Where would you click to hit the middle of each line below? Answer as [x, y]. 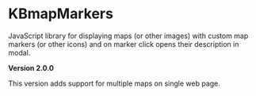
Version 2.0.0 [31, 67]
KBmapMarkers [61, 14]
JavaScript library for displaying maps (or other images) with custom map [128, 36]
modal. [19, 52]
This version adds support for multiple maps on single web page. [114, 83]
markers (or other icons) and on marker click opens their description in [124, 44]
